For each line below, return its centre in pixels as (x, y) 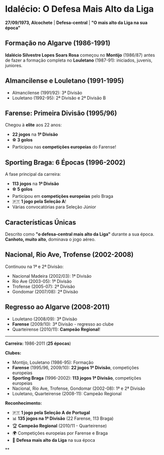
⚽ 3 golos (22, 140)
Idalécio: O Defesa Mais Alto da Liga (79, 9)
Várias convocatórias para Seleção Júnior (54, 207)
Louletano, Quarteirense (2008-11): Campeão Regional (67, 393)
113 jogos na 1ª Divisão (36, 184)
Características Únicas (41, 222)
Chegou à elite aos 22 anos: (33, 125)
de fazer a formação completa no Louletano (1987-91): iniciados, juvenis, (79, 60)
